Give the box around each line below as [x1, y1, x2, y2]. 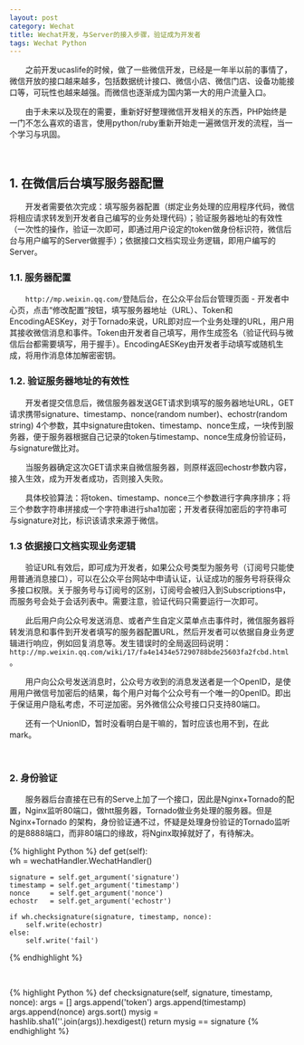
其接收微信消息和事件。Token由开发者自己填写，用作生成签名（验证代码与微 [9, 328, 294, 338]
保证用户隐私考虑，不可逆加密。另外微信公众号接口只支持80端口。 [16, 698, 265, 709]
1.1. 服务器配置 [9, 271, 71, 283]
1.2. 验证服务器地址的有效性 [9, 375, 129, 387]
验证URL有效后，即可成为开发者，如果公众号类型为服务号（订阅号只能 [25, 562, 287, 573]
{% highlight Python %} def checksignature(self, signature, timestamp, [9, 987, 273, 998]
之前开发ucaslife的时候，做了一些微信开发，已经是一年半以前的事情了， [25, 64, 292, 75]
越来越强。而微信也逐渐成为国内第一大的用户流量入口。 [64, 87, 271, 98]
